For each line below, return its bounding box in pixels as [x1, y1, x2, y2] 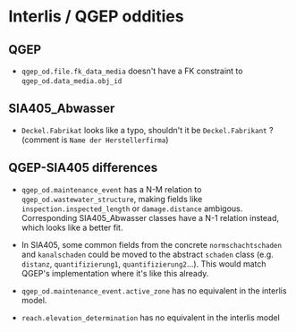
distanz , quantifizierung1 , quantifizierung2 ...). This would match [21, 258, 266, 269]
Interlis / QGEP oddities [8, 6, 184, 27]
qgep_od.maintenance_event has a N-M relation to [21, 183, 202, 194]
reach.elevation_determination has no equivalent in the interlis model [21, 311, 281, 323]
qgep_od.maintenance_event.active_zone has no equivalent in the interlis [21, 285, 287, 296]
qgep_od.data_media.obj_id [21, 77, 123, 86]
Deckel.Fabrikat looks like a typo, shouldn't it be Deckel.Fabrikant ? [21, 124, 274, 135]
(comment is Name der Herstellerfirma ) [21, 134, 169, 145]
